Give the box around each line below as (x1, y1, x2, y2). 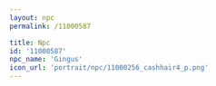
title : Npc (9, 38, 51, 47)
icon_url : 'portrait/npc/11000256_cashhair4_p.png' (9, 63, 209, 72)
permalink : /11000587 (9, 22, 92, 31)
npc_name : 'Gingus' (9, 55, 83, 64)
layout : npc (9, 13, 54, 23)
